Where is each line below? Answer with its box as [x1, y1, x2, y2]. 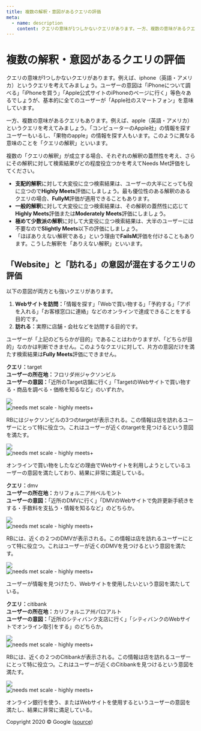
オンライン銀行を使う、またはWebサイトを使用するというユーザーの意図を [6, 699, 191, 706]
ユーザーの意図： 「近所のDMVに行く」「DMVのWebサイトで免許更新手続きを [6, 497, 194, 504]
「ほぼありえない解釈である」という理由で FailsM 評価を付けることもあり [14, 232, 195, 240]
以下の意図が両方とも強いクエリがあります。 [6, 287, 116, 295]
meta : [6, 14, 20, 20]
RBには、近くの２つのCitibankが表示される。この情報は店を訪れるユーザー [6, 654, 191, 660]
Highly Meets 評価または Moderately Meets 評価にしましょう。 [14, 210, 169, 217]
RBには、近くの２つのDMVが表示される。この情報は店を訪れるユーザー [6, 535, 183, 542]
